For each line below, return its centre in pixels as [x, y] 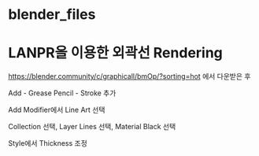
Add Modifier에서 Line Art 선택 [57, 110]
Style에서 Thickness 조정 [48, 143]
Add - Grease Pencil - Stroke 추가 [62, 93]
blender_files [52, 15]
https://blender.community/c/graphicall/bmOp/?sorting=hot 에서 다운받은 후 [129, 76]
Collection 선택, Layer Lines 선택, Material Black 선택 [92, 127]
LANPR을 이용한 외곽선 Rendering [115, 53]
